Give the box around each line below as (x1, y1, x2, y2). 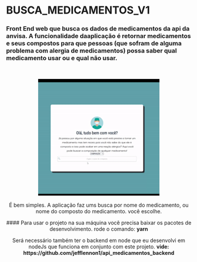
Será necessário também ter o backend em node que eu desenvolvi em (12, 237, 185, 244)
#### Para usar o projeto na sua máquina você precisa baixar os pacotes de (6, 219, 192, 227)
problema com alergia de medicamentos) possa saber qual (6, 47, 178, 55)
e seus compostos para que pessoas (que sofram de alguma (6, 39, 182, 48)
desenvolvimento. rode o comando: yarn (49, 225, 148, 233)
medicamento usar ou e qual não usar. (6, 54, 118, 62)
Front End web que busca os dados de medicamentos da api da (6, 25, 190, 33)
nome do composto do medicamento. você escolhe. (35, 208, 162, 215)
